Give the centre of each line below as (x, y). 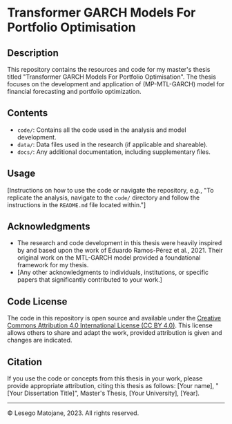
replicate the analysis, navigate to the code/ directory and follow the (104, 197)
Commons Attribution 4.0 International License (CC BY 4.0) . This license (110, 325)
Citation (25, 362)
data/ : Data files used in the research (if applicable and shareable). (113, 144)
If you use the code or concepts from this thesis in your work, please (105, 378)
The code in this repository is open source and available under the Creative (114, 318)
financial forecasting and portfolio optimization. (74, 91)
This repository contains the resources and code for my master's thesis (109, 69)
